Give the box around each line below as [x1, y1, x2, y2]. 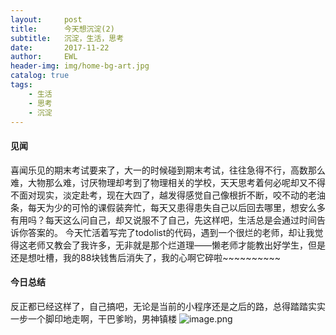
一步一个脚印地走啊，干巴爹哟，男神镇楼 [10, 312, 177, 325]
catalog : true [10, 71, 70, 81]
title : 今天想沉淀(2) [10, 24, 115, 34]
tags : [10, 80, 33, 90]
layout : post [10, 14, 83, 25]
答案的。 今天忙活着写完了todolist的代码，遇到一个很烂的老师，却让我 [27, 226, 315, 238]
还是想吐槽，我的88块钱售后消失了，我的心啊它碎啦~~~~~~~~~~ [10, 251, 281, 263]
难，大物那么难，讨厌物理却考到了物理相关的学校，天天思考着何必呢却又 [10, 176, 308, 188]
